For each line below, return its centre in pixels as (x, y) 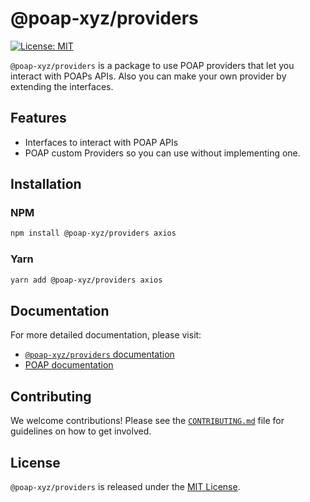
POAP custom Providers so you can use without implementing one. (162, 153)
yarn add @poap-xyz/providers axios (86, 280)
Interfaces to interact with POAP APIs (101, 142)
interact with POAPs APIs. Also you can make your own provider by (148, 76)
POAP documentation (69, 365)
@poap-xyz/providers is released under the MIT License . (125, 486)
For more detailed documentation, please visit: (106, 335)
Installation (46, 184)
